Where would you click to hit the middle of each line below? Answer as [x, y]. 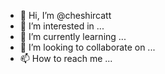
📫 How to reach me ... [66, 58]
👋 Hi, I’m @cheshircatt [65, 15]
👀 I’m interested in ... [62, 26]
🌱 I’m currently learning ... [73, 36]
